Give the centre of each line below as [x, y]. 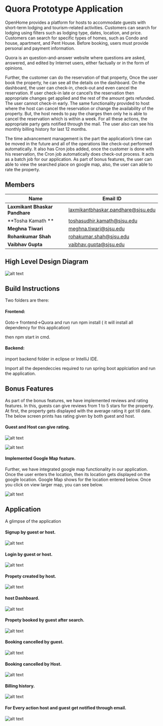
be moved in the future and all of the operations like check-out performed [79, 143]
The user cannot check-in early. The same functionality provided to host [77, 103]
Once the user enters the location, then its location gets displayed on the [78, 474]
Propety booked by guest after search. [45, 620]
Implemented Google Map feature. [41, 459]
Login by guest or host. [29, 554]
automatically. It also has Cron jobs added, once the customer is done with [80, 149]
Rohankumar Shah [29, 236]
